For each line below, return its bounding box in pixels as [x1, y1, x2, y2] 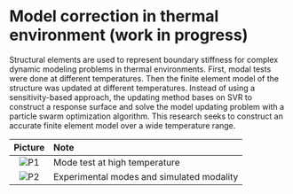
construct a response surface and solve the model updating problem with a [9, 101, 285, 112]
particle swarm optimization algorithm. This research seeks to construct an [9, 111, 284, 121]
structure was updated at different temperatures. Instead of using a [9, 82, 256, 93]
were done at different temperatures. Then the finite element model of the [9, 73, 280, 83]
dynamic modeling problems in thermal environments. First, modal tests [9, 64, 272, 74]
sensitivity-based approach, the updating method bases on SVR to [9, 91, 253, 103]
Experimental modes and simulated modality [52, 170, 239, 182]
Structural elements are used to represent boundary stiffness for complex [9, 54, 279, 65]
